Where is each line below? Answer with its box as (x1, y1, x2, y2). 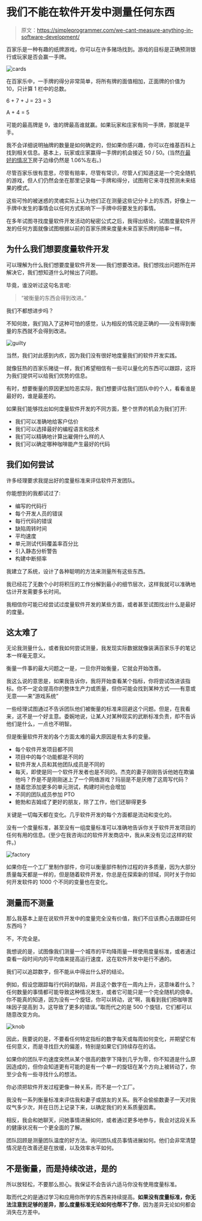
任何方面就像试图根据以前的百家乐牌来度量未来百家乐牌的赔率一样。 (16, 225, 185, 232)
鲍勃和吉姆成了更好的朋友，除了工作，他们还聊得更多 (14, 799, 147, 806)
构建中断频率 (14, 555, 47, 562)
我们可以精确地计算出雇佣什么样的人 (14, 433, 105, 440)
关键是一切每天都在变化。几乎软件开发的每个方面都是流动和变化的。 (6, 811, 175, 818)
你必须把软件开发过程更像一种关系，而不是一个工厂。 (6, 1083, 138, 1091)
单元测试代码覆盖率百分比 (14, 540, 79, 547)
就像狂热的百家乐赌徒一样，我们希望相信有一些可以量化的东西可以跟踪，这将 (6, 364, 196, 371)
